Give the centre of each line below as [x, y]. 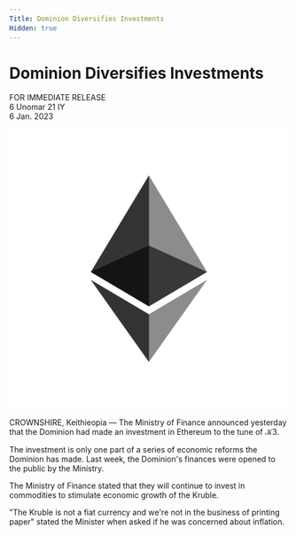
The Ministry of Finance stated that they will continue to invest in [127, 486]
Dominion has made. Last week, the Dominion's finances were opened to [143, 459]
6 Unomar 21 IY [37, 107]
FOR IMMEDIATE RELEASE [58, 98]
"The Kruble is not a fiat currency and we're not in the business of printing [145, 512]
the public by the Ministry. [57, 469]
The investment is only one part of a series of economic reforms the [133, 450]
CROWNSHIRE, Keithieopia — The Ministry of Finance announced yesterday [148, 422]
